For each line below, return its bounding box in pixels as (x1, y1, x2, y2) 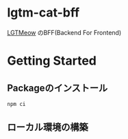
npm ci (7, 100, 26, 107)
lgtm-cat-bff (7, 5, 80, 21)
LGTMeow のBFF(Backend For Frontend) (7, 28, 122, 36)
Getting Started (7, 53, 97, 69)
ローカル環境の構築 (7, 122, 88, 133)
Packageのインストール (7, 82, 108, 94)
